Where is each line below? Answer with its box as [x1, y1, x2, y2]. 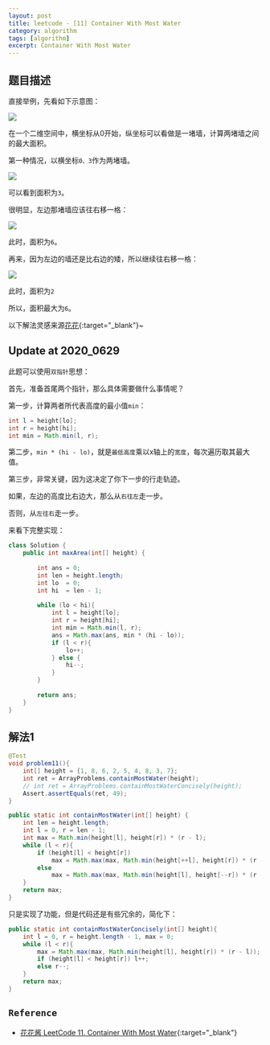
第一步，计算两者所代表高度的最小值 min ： [8, 400, 146, 410]
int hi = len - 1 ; [37, 586, 103, 595]
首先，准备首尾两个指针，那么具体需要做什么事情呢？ [8, 383, 185, 393]
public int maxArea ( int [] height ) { [22, 549, 146, 557]
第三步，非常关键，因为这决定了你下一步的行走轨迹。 [8, 474, 185, 484]
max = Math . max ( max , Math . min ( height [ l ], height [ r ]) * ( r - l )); [37, 948, 261, 956]
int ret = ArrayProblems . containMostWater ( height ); [22, 774, 199, 782]
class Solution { [8, 542, 67, 550]
